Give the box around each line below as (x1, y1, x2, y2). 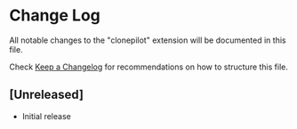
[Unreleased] (9, 87, 84, 102)
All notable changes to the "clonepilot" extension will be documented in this (9, 35, 286, 45)
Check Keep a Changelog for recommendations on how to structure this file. (9, 61, 289, 72)
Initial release (21, 110, 71, 121)
